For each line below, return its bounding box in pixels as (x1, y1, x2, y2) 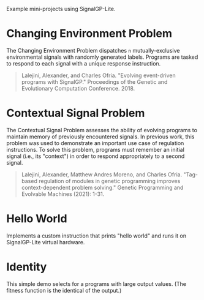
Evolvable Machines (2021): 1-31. (21, 190, 105, 198)
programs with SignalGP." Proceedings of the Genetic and (21, 78, 168, 85)
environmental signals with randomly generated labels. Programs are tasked (6, 53, 198, 61)
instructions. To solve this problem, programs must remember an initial (6, 146, 185, 153)
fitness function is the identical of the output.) (6, 287, 122, 294)
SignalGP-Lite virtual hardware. (6, 238, 85, 246)
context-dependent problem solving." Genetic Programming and (21, 184, 184, 191)
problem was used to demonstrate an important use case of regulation (6, 139, 184, 146)
